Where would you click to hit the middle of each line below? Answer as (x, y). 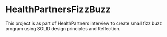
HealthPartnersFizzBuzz (58, 9)
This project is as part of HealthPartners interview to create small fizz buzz (84, 23)
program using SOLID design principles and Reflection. (63, 28)
